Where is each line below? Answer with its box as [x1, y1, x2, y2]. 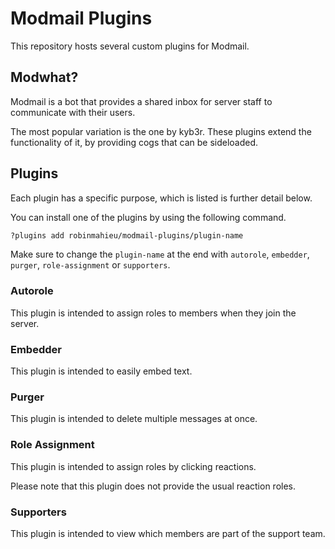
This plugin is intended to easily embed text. [10, 365, 193, 377]
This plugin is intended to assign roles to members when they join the [10, 307, 297, 319]
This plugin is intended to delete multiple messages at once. [10, 413, 258, 425]
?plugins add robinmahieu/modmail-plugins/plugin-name [10, 230, 244, 241]
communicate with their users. [10, 106, 136, 118]
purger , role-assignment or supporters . [10, 259, 171, 271]
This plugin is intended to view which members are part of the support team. [10, 527, 326, 539]
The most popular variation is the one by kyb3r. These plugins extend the [10, 125, 312, 137]
